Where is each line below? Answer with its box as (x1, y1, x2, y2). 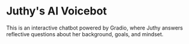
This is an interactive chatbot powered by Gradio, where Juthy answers (6, 24, 184, 31)
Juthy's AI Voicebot (6, 4, 107, 18)
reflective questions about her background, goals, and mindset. (6, 30, 164, 37)
